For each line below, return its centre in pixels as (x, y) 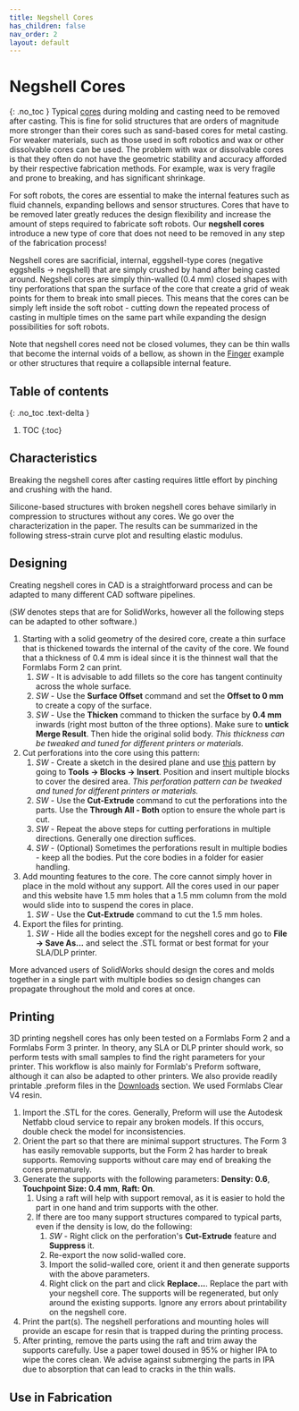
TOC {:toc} (42, 430)
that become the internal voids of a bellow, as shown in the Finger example (147, 353)
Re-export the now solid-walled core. (117, 1255)
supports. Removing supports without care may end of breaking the (147, 1160)
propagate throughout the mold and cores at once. (102, 989)
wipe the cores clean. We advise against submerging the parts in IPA (148, 1360)
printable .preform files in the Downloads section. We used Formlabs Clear (146, 1086)
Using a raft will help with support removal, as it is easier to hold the (160, 1198)
